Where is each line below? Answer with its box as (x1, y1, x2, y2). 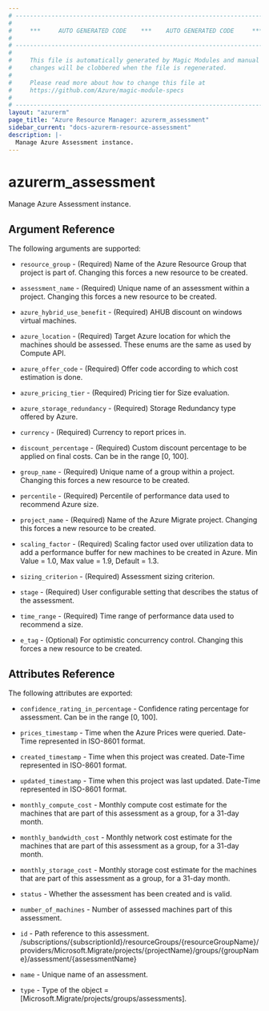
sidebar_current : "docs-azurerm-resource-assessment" (8, 123, 192, 131)
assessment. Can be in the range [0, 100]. (19, 712, 159, 722)
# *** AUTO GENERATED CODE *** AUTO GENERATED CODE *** (8, 26, 263, 34)
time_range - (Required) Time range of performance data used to (19, 611, 235, 621)
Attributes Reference (8, 667, 115, 681)
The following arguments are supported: (8, 244, 142, 253)
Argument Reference (8, 222, 115, 236)
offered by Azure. (19, 412, 78, 421)
